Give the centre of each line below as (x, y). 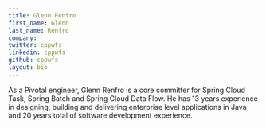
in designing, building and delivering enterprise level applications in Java (127, 107)
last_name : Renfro (39, 30)
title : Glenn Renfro (43, 16)
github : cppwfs (33, 60)
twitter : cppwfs (35, 45)
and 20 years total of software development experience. (100, 115)
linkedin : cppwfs (37, 52)
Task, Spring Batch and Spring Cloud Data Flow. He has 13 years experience (133, 98)
